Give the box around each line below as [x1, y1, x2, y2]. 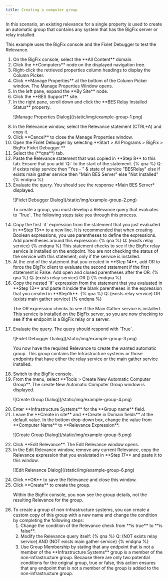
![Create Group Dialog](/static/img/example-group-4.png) [12, 396, 132, 402]
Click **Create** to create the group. [12, 482, 90, 488]
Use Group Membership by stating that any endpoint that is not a [20, 544, 154, 550]
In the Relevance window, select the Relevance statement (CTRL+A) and [12, 123, 162, 129]
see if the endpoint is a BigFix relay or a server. [12, 316, 110, 322]
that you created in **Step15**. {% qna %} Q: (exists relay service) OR [12, 290, 160, 296]
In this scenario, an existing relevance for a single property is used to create [5, 21, 162, 27]
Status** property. [12, 104, 51, 110]
